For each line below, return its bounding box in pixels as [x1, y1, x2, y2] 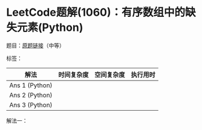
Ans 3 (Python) [9, 100, 53, 109]
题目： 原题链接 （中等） [6, 42, 65, 49]
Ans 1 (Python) [9, 81, 53, 89]
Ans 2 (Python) [9, 91, 53, 99]
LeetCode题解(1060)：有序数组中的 [6, 5, 186, 19]
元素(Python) [17, 21, 83, 34]
